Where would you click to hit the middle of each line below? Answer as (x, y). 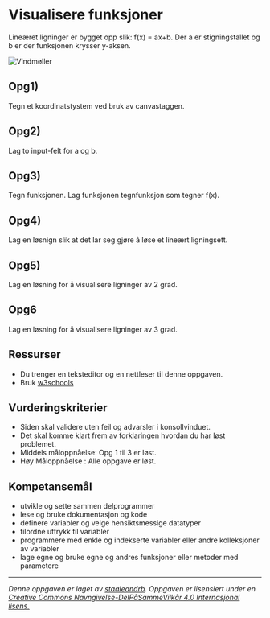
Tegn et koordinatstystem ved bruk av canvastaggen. (96, 105)
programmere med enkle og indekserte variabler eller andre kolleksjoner (139, 540)
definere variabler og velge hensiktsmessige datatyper (110, 523)
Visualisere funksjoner (86, 15)
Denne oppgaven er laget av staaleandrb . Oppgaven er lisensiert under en (132, 589)
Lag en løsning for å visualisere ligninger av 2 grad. (93, 284)
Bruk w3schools (47, 382)
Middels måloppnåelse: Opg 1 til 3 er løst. (88, 453)
